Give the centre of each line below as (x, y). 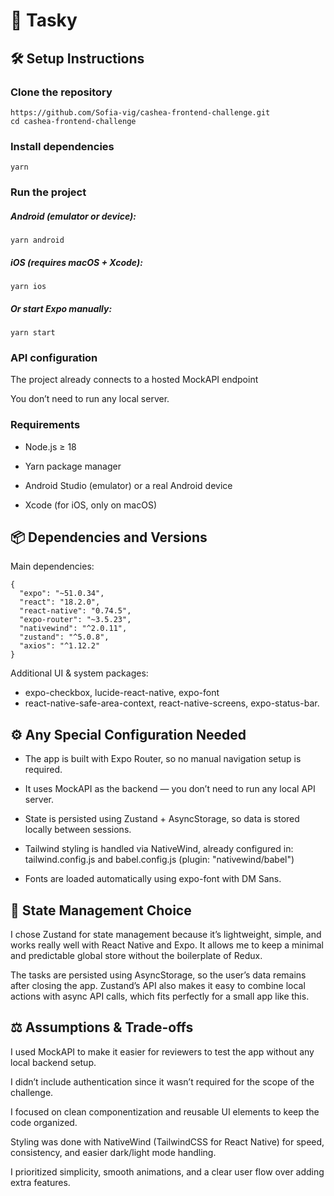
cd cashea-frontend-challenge (73, 121)
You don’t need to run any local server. (90, 399)
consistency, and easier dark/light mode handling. (113, 1152)
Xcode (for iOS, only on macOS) (90, 505)
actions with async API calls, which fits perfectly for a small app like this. (160, 996)
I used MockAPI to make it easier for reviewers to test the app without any (162, 1051)
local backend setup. (53, 1062)
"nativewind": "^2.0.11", (73, 629)
